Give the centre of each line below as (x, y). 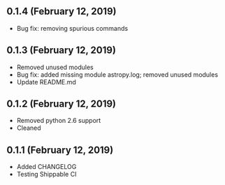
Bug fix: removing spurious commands (72, 28)
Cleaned (29, 128)
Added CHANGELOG (46, 167)
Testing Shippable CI (46, 175)
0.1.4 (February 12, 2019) (61, 12)
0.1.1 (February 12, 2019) (60, 150)
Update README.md (46, 82)
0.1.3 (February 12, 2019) (61, 51)
